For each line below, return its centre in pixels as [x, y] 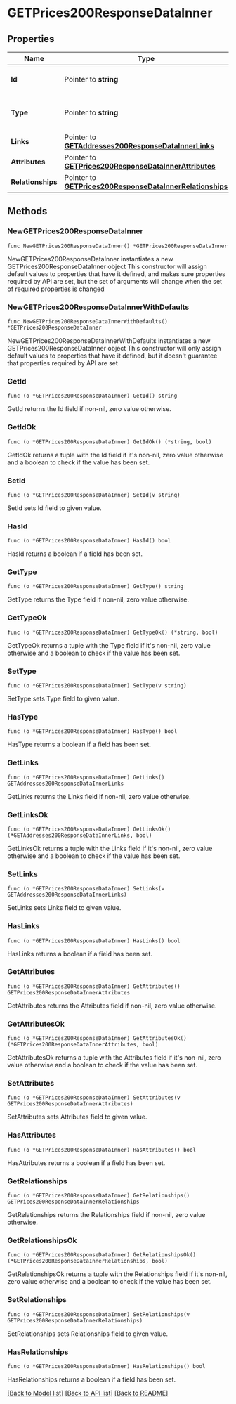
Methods [27, 211]
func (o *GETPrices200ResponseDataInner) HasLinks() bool [94, 941]
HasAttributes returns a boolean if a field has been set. [86, 1163]
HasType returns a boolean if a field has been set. [79, 745]
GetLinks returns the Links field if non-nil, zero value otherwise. [99, 796]
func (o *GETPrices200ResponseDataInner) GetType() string [96, 587]
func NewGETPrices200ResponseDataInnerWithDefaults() [88, 321]
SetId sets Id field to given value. [54, 508]
